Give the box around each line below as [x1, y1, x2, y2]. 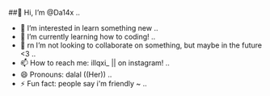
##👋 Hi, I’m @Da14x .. [8, 8, 81, 17]
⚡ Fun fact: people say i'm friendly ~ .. [19, 79, 147, 88]
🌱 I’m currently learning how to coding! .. [19, 32, 156, 41]
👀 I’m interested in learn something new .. [19, 23, 158, 32]
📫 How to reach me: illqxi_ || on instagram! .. [19, 58, 170, 68]
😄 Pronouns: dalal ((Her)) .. [19, 69, 112, 79]
